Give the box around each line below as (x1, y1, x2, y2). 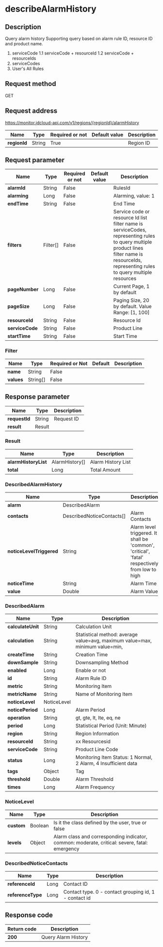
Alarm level (130, 524, 156, 530)
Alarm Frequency (75, 784, 115, 790)
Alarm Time (130, 580, 157, 587)
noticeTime (7, 580, 34, 587)
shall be (130, 536, 148, 543)
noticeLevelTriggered (7, 548, 58, 555)
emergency (53, 845, 80, 852)
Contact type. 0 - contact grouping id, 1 (63, 889, 155, 895)
